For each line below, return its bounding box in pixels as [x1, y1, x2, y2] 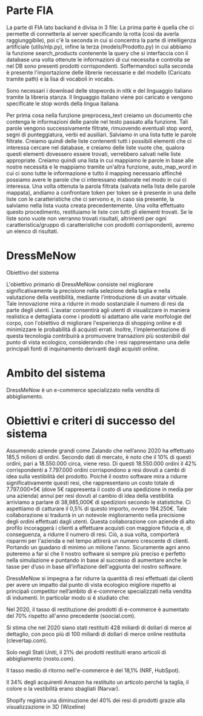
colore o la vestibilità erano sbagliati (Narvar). [6, 684, 120, 692]
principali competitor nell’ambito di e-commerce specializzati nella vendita [6, 587, 192, 595]
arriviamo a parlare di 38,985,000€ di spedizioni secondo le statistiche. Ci [6, 498, 191, 506]
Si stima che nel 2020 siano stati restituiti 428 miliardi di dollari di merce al [6, 624, 192, 631]
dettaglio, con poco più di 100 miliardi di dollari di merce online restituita [6, 630, 186, 637]
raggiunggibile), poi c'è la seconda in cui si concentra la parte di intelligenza [6, 36, 196, 44]
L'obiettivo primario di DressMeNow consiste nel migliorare [6, 280, 154, 288]
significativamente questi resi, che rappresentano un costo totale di [6, 479, 175, 486]
